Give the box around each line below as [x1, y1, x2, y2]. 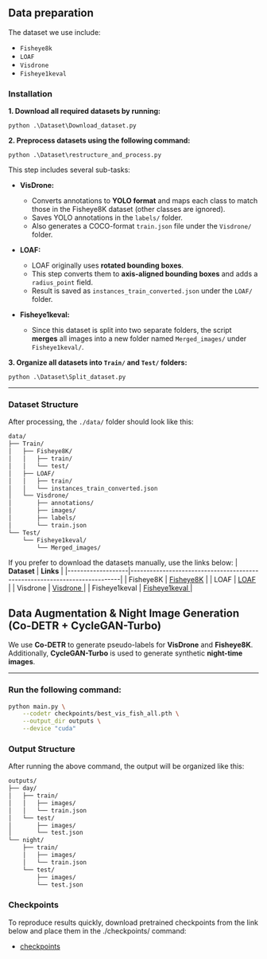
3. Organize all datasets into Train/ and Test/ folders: [8, 358, 188, 367]
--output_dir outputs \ [22, 717, 102, 726]
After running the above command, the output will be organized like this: [8, 761, 245, 771]
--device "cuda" [22, 725, 77, 733]
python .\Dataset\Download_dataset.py [8, 122, 137, 130]
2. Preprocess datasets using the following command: [8, 135, 191, 146]
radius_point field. [31, 278, 94, 288]
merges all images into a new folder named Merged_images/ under [31, 334, 247, 343]
